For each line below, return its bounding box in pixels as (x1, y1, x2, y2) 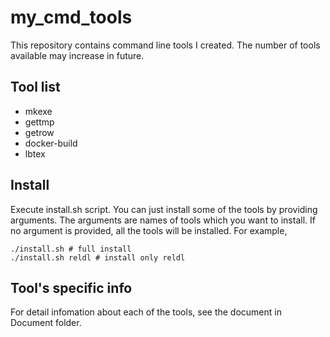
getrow (24, 126, 55, 138)
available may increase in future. (10, 49, 145, 61)
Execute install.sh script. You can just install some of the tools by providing (10, 203, 318, 215)
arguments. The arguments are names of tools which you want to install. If (10, 214, 316, 226)
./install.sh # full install (10, 244, 132, 254)
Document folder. (10, 317, 82, 329)
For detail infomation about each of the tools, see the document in (10, 306, 282, 318)
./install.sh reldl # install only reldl (10, 252, 186, 263)
